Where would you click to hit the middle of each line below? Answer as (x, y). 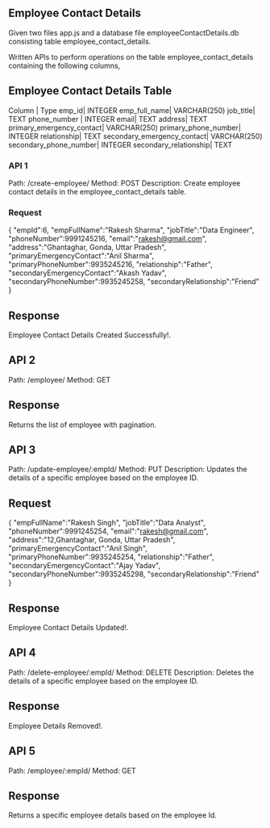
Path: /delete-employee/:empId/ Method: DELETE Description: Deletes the (131, 672)
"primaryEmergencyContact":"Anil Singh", (78, 549)
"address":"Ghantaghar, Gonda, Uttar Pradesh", (87, 247)
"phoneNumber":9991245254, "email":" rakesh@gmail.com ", (108, 531)
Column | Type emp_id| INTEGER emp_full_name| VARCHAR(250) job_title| (132, 110)
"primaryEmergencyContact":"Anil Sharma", (81, 256)
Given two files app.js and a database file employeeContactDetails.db (124, 32)
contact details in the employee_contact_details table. (98, 191)
